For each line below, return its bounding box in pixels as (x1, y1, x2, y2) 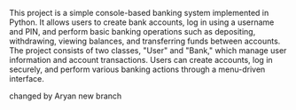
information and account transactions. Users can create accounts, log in (9, 55, 273, 65)
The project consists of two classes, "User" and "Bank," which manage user (9, 45, 287, 56)
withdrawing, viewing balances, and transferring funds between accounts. (9, 35, 281, 46)
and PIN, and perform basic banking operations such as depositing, (9, 27, 256, 36)
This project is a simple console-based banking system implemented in (9, 8, 269, 18)
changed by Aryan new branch (9, 90, 122, 101)
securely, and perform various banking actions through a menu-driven (9, 64, 266, 75)
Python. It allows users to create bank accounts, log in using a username (9, 17, 275, 27)
